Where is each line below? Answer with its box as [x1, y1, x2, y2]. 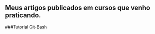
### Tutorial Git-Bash [5, 24, 47, 30]
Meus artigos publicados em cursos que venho [5, 4, 151, 12]
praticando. [5, 11, 41, 20]
